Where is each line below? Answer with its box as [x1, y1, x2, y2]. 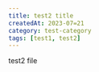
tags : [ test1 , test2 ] [8, 34, 81, 42]
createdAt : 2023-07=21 [8, 19, 85, 27]
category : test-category [8, 26, 92, 34]
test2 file [8, 56, 38, 66]
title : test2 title [8, 11, 74, 20]
